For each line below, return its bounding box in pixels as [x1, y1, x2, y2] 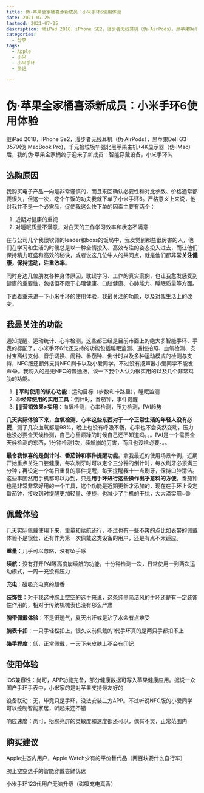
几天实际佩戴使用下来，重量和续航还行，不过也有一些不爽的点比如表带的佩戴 [6, 527, 198, 534]
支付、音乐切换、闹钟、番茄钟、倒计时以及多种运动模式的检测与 [27, 352, 187, 359]
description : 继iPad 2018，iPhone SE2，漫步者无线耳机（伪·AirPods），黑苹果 [6, 26, 190, 32]
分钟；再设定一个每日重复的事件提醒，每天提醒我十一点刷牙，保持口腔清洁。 [6, 466, 198, 474]
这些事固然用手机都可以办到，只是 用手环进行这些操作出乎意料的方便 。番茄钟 [6, 474, 198, 482]
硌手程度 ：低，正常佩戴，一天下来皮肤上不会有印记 [6, 640, 134, 647]
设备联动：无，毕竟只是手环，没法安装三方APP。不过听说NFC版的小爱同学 [6, 697, 193, 704]
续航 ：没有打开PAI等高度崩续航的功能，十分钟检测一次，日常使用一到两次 [6, 560, 190, 567]
